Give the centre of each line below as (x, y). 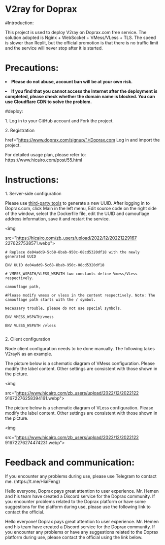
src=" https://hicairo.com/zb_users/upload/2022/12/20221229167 (71, 238)
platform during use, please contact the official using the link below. (74, 537)
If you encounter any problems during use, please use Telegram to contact (81, 476)
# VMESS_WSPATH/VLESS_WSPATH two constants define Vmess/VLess (71, 274)
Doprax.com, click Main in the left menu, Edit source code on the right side (81, 208)
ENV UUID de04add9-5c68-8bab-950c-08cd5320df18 (55, 265)
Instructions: (32, 180)
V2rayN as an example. (29, 354)
